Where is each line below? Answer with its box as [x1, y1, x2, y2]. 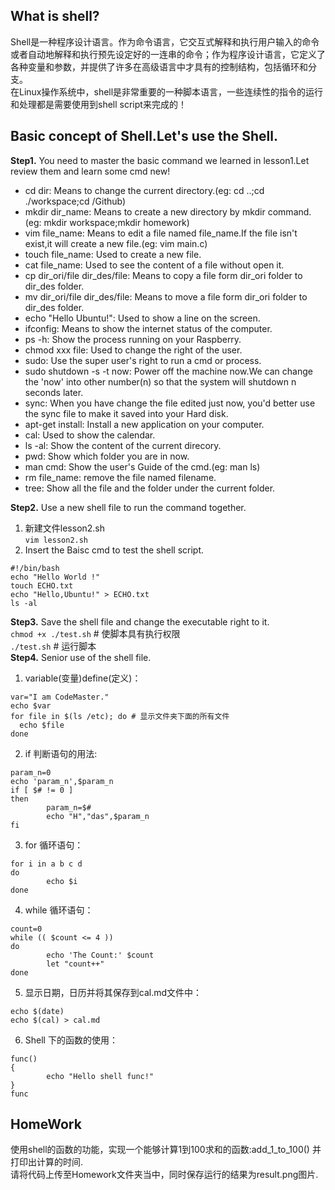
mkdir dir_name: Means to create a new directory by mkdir [24, 205, 266, 218]
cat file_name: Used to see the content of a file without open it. [24, 259, 285, 271]
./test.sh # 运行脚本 [10, 640, 97, 652]
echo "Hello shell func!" [46, 1071, 155, 1081]
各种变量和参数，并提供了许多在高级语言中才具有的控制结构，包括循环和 [10, 60, 308, 73]
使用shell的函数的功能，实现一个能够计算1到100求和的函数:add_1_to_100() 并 [10, 1144, 322, 1156]
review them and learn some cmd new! [10, 165, 171, 177]
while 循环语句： [24, 904, 94, 916]
